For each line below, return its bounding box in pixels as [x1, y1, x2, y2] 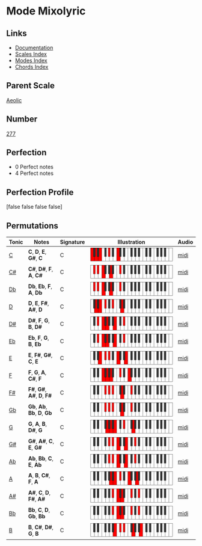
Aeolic [6, 96, 22, 103]
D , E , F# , [28, 299, 49, 307]
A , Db [28, 289, 43, 296]
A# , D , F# [28, 392, 52, 399]
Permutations [6, 221, 58, 231]
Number [6, 114, 38, 124]
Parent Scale [6, 81, 55, 91]
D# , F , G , [28, 317, 50, 324]
